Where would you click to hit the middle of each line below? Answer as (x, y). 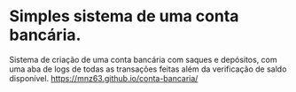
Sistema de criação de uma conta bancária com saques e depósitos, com (143, 59)
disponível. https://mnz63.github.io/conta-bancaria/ (104, 78)
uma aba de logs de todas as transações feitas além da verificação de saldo (148, 69)
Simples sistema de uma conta (124, 16)
